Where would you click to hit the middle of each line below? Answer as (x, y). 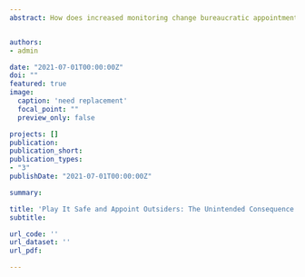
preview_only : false (56, 118)
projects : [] (34, 134)
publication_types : (46, 160)
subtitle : (28, 218)
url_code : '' (34, 234)
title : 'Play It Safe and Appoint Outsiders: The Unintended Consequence (152, 209)
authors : (26, 42)
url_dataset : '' (40, 242)
